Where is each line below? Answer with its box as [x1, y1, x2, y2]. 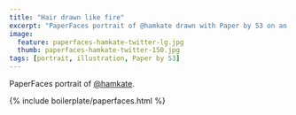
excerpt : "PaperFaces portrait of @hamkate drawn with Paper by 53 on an [9, 21, 288, 30]
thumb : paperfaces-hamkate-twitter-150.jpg [17, 46, 180, 55]
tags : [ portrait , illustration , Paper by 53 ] [9, 54, 180, 63]
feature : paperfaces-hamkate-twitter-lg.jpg [17, 37, 184, 47]
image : [9, 29, 34, 38]
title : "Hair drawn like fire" [9, 12, 125, 22]
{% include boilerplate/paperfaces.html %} [9, 96, 166, 106]
